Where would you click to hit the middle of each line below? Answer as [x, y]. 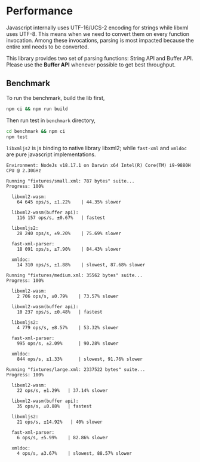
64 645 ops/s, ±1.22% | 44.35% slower [69, 202]
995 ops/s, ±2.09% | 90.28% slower [68, 344]
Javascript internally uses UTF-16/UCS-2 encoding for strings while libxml [97, 28]
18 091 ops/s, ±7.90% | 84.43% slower [69, 250]
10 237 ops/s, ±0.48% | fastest [60, 312]
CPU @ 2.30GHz [24, 171]
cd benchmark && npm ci [36, 131]
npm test [17, 137]
